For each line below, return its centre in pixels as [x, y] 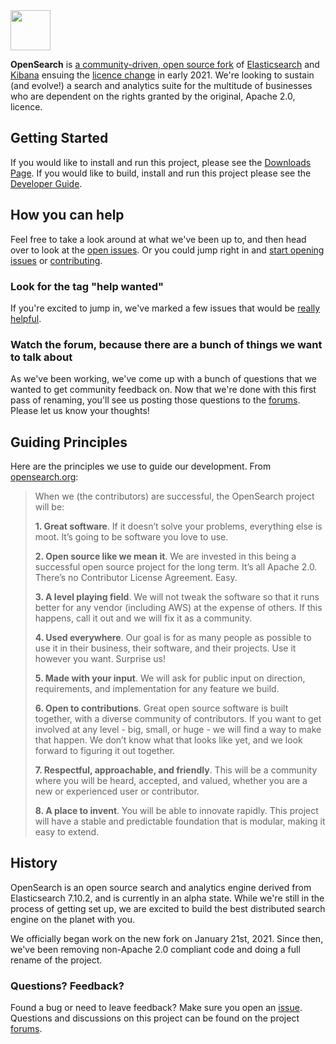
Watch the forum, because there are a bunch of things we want [166, 344]
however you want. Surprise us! [100, 659]
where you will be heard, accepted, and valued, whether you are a [171, 781]
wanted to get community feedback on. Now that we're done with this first [163, 390]
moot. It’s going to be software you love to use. [131, 537]
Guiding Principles [69, 442]
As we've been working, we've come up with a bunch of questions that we [163, 379]
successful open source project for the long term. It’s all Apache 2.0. [176, 567]
